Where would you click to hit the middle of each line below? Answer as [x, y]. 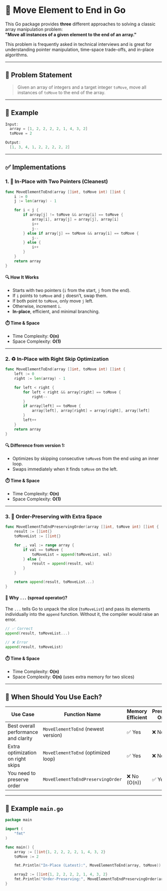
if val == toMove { [43, 550]
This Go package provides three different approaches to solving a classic [80, 24]
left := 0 [24, 374]
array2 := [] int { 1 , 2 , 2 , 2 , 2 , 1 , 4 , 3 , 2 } [61, 875]
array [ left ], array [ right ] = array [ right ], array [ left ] [91, 411]
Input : [12, 124]
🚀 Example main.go [34, 809]
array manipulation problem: [34, 29]
